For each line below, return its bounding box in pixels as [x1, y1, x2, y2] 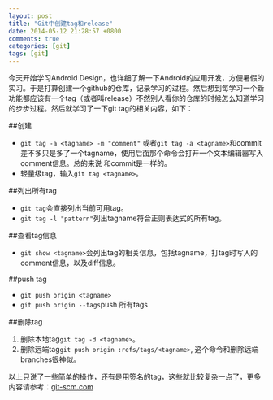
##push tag [8, 274, 47, 284]
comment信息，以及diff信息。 [19, 258, 120, 267]
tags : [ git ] [8, 50, 49, 58]
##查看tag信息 [8, 231, 57, 240]
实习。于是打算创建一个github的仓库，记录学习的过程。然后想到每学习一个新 [8, 83, 265, 93]
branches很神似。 [19, 354, 81, 364]
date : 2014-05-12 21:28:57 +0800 [8, 27, 122, 35]
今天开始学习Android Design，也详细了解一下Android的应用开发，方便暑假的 [8, 73, 265, 82]
